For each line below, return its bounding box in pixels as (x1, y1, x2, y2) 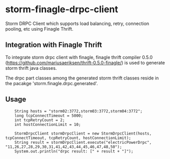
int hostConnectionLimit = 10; (14, 122, 81, 127)
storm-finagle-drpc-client (5, 4, 118, 15)
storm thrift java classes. (5, 65, 57, 71)
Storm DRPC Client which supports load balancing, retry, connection (5, 20, 150, 26)
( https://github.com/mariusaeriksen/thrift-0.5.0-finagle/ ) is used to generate (5, 60, 165, 66)
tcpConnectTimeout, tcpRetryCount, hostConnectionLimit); (5, 135, 131, 141)
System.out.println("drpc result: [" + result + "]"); (14, 149, 134, 154)
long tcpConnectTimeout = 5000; (14, 113, 83, 118)
